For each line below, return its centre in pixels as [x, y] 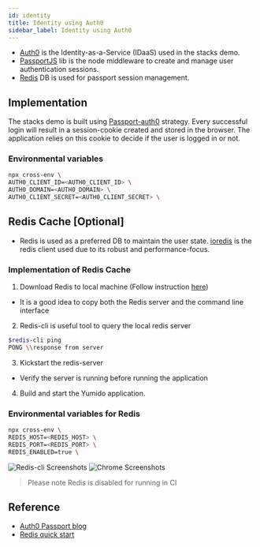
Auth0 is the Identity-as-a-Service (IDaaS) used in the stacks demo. [130, 53]
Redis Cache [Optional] [66, 222]
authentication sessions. [59, 69]
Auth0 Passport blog [53, 526]
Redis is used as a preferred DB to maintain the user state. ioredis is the [136, 241]
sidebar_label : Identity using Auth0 [70, 30]
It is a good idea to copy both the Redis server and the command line [132, 302]
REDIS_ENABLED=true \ [44, 452]
